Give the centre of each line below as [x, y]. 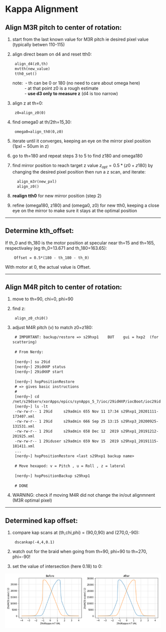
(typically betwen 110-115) [39, 45]
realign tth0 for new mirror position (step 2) [57, 196]
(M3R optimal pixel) [32, 500]
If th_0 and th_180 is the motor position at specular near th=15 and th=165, [80, 243]
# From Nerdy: [29, 352]
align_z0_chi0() [31, 318]
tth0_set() [26, 74]
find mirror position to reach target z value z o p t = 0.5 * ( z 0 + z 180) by [83, 166]
